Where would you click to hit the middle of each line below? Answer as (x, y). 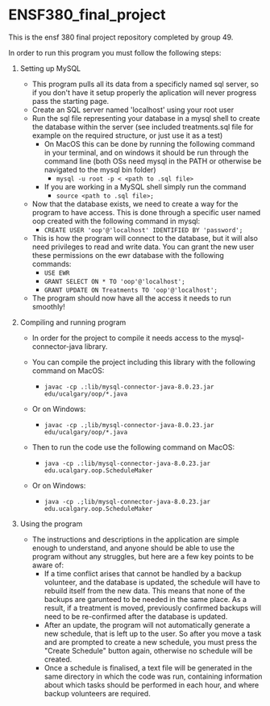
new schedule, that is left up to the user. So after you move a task (153, 633)
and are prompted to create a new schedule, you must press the (151, 642)
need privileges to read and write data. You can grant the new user (143, 247)
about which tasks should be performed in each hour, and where (152, 685)
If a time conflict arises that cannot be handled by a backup (143, 573)
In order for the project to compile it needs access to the (126, 338)
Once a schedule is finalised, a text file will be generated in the (148, 667)
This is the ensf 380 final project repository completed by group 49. (121, 37)
